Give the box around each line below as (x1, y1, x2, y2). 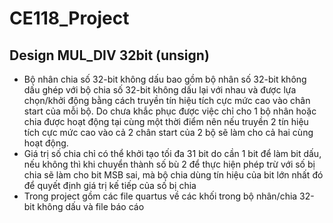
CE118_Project (9, 7, 130, 30)
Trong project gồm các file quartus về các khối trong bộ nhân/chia (23, 190, 298, 202)
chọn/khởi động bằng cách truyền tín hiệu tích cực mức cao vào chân (23, 95, 311, 106)
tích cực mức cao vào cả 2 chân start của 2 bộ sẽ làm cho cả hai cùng (23, 127, 314, 138)
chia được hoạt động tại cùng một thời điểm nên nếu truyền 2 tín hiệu (23, 116, 309, 127)
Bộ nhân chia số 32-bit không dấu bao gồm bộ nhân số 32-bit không (23, 73, 307, 85)
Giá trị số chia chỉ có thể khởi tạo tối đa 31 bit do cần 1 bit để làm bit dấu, (23, 148, 322, 159)
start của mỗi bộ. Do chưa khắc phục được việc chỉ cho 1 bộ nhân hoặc (23, 105, 317, 117)
